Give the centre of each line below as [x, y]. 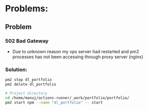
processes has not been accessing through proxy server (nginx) [78, 57]
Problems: [27, 9]
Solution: [16, 70]
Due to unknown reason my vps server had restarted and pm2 [76, 51]
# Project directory [26, 93]
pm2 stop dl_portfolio [28, 80]
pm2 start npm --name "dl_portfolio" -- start [54, 102]
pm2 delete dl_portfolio [31, 84]
